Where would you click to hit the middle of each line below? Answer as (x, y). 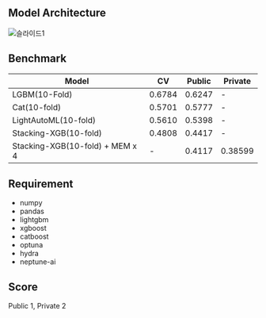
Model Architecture (57, 13)
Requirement (41, 184)
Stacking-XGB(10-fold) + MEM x (74, 146)
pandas (32, 211)
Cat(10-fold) (37, 107)
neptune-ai (38, 262)
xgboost (33, 228)
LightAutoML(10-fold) (54, 120)
